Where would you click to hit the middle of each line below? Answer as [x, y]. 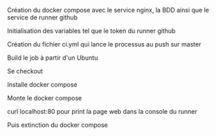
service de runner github [43, 17]
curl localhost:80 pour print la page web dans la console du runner [102, 111]
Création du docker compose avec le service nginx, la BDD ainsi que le [108, 10]
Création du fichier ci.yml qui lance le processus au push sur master [104, 44]
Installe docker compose [42, 85]
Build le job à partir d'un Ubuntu [53, 58]
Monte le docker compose [45, 98]
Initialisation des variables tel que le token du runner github [91, 31]
